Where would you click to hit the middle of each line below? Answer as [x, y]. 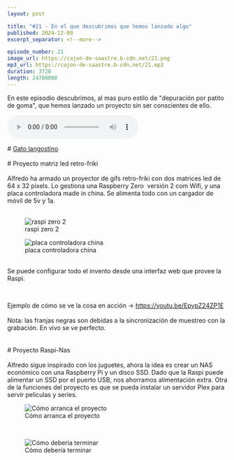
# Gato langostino [33, 148]
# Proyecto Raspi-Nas [39, 350]
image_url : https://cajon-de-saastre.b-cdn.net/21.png [89, 59]
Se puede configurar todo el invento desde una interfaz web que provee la [114, 271]
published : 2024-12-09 [40, 33]
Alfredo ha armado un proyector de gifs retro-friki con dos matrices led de [114, 178]
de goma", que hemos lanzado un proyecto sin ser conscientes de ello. [109, 105]
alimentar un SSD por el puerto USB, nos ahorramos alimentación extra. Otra [117, 380]
